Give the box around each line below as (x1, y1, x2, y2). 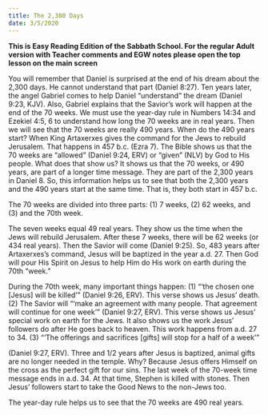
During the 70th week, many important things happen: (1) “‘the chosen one (8, 281, 254, 291)
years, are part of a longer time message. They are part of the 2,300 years (8, 167, 254, 177)
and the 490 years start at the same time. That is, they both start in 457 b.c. (8, 184, 258, 194)
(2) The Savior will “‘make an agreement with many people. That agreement (8, 298, 258, 308)
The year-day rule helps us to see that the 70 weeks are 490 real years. (8, 397, 244, 407)
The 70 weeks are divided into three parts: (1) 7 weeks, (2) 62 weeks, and (8, 199, 250, 209)
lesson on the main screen (8, 58, 98, 68)
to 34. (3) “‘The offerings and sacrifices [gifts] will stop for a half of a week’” (8, 333, 260, 342)
